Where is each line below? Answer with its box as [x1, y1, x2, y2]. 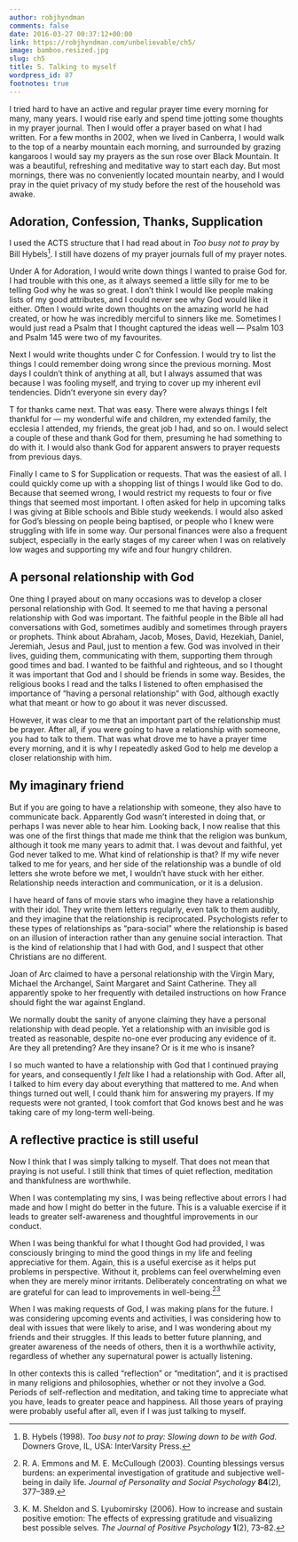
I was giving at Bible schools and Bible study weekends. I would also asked [9, 507, 284, 517]
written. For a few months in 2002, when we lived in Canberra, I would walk [9, 132, 285, 142]
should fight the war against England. [9, 996, 145, 1007]
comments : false [9, 21, 69, 30]
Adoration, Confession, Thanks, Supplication [9, 214, 263, 229]
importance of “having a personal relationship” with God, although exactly [9, 688, 279, 699]
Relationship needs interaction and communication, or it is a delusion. [9, 877, 263, 888]
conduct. [9, 1220, 43, 1231]
